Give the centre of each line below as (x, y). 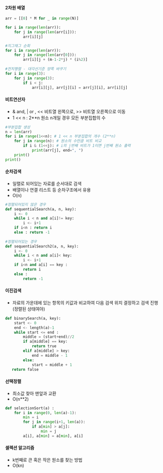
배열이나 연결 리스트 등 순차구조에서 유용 (51, 190)
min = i (31, 417)
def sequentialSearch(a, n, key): (41, 209)
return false (25, 369)
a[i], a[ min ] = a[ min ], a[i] (53, 436)
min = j (48, 432)
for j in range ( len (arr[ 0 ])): (45, 55)
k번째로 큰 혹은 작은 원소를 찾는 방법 (47, 460)
